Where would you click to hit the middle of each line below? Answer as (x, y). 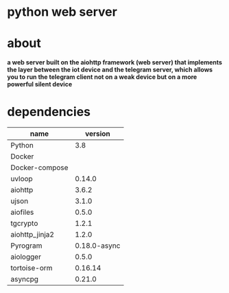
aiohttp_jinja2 (33, 235)
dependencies (49, 112)
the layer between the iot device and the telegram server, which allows (110, 70)
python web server (62, 12)
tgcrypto (24, 224)
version (98, 134)
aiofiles (22, 212)
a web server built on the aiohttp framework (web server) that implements (115, 62)
